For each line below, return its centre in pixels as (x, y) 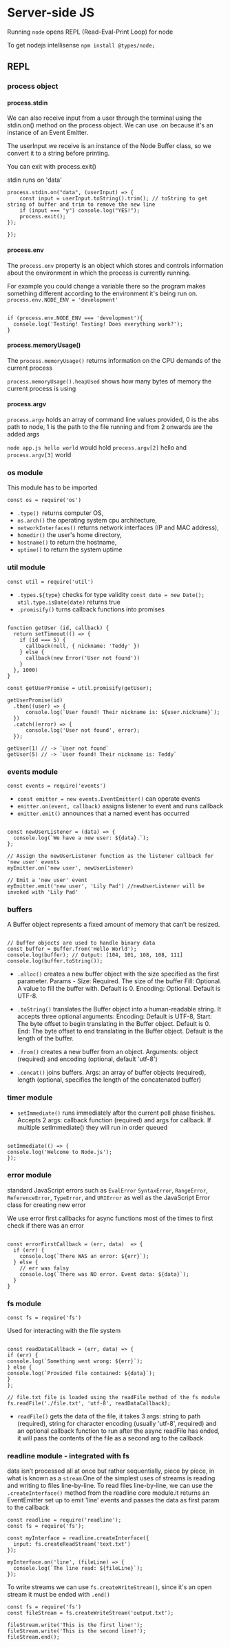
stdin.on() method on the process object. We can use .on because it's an (110, 125)
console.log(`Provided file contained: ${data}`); (81, 1374)
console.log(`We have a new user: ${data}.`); (81, 838)
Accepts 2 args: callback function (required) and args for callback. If (114, 1120)
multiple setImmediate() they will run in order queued (92, 1127)
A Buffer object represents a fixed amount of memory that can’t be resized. (114, 925)
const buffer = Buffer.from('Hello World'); (72, 949)
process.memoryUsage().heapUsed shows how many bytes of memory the (109, 381)
